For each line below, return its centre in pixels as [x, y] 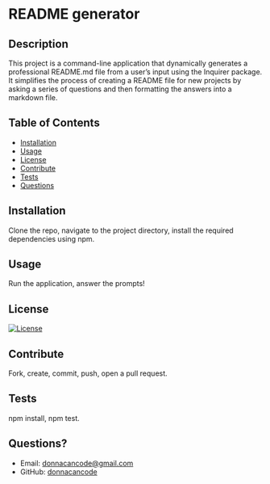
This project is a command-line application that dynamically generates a [128, 63]
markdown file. [33, 97]
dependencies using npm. [52, 238]
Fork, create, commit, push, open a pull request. [88, 373]
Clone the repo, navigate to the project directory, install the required [121, 230]
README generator [74, 14]
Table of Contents [54, 123]
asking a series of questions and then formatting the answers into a [120, 89]
